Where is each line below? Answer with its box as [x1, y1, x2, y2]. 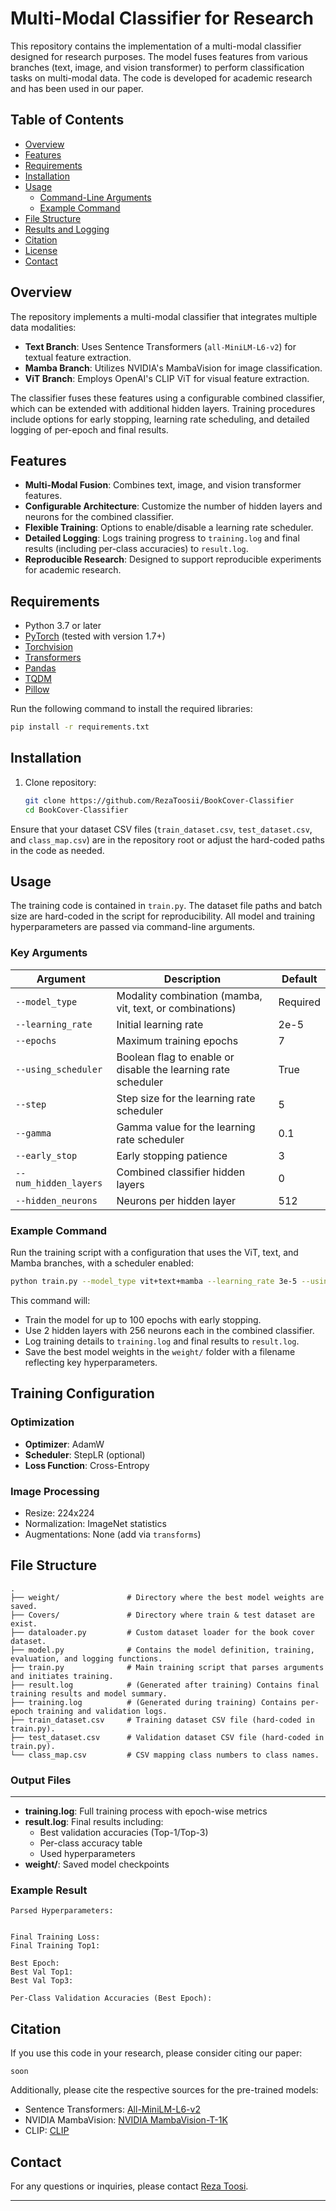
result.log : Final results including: [24, 1816, 164, 1827]
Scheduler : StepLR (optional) [24, 1448, 146, 1461]
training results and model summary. [10, 1688, 168, 1699]
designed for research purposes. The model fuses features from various [10, 50, 308, 62]
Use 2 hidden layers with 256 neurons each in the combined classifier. [24, 1324, 315, 1336]
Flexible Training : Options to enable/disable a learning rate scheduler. [24, 522, 314, 534]
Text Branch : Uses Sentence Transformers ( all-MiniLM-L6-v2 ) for [24, 340, 297, 352]
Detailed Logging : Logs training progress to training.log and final [24, 532, 300, 544]
